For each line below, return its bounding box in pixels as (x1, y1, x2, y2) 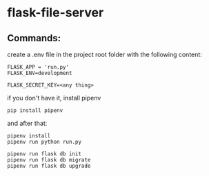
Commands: (7, 32, 61, 44)
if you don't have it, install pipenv (7, 94, 101, 102)
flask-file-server (7, 5, 104, 21)
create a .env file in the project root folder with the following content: (7, 50, 202, 58)
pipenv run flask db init (7, 151, 81, 157)
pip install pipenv (7, 107, 63, 114)
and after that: (7, 119, 48, 127)
